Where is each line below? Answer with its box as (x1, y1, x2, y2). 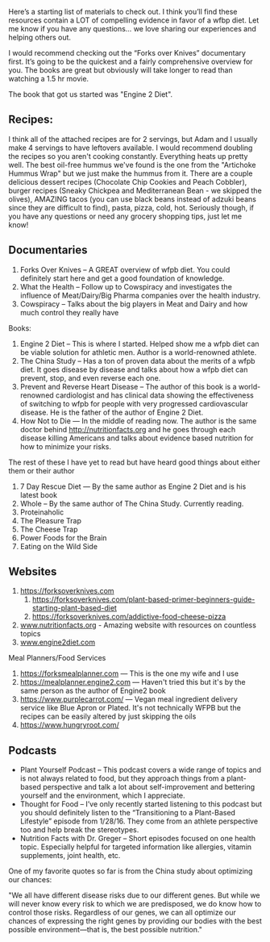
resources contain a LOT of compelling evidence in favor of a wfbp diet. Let (8, 15, 260, 25)
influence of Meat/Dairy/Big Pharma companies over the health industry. (19, 290, 260, 300)
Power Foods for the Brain (19, 532, 107, 543)
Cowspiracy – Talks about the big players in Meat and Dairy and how (19, 298, 248, 309)
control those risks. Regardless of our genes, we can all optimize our (8, 907, 236, 918)
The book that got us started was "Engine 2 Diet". (8, 90, 173, 99)
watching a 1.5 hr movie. (8, 74, 89, 83)
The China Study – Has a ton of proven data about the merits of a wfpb (19, 356, 255, 365)
